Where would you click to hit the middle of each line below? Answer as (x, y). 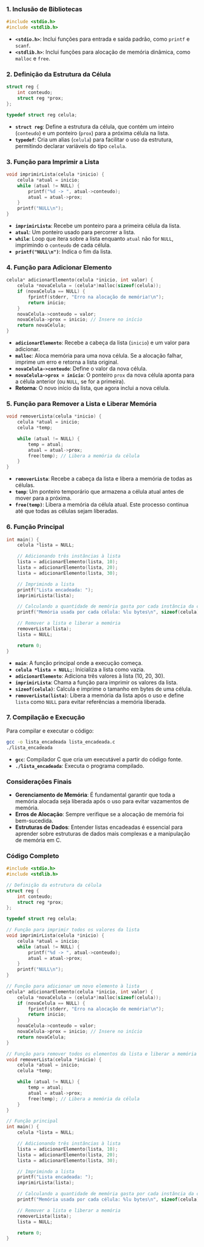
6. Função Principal (35, 527)
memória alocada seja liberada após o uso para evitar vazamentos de (102, 801)
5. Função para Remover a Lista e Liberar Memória (81, 403)
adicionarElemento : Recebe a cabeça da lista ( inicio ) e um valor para (102, 343)
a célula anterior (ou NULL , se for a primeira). (70, 382)
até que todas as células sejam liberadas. (66, 511)
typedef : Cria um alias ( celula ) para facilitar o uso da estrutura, (94, 140)
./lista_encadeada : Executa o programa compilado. (80, 766)
